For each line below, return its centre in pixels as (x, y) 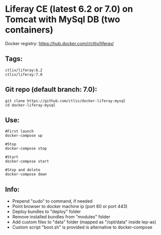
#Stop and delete (23, 170)
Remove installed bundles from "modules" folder (61, 217)
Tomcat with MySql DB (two (63, 19)
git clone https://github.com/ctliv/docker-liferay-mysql (65, 101)
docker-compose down (26, 174)
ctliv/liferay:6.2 (24, 70)
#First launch (20, 131)
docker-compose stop (26, 149)
